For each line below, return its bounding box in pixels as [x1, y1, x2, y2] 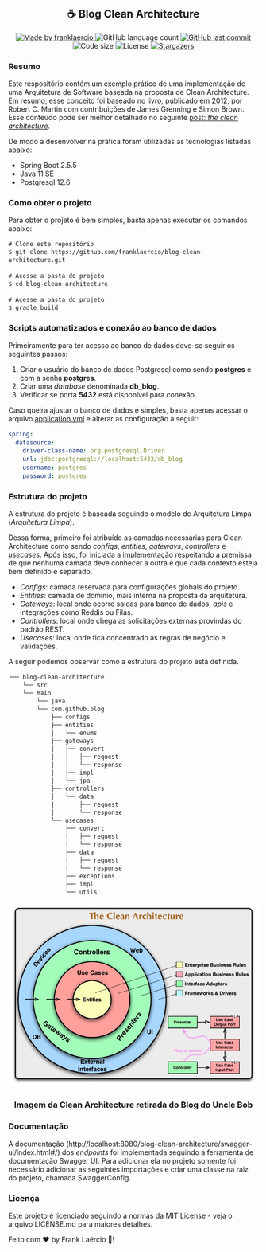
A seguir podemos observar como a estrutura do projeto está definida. [8, 657, 240, 667]
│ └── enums [50, 729, 98, 738]
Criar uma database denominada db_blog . [19, 381, 160, 391]
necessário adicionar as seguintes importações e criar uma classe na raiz [8, 1164, 249, 1174]
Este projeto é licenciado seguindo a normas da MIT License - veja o [8, 1211, 233, 1220]
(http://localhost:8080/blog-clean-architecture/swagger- [66, 1139, 253, 1148]
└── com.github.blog [37, 705, 105, 714]
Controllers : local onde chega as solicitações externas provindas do [19, 616, 242, 626]
